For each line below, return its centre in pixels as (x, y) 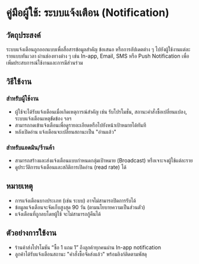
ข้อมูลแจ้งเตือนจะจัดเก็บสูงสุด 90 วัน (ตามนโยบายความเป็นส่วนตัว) (80, 207)
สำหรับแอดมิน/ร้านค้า (30, 147)
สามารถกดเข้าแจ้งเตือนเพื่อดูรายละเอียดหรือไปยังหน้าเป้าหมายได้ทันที (80, 125)
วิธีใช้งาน (19, 82)
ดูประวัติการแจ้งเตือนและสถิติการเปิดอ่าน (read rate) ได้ (70, 167)
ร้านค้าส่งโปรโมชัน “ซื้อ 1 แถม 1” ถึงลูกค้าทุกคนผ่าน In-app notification (88, 247)
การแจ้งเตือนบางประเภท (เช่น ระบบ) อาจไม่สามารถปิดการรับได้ (75, 200)
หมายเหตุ (20, 186)
